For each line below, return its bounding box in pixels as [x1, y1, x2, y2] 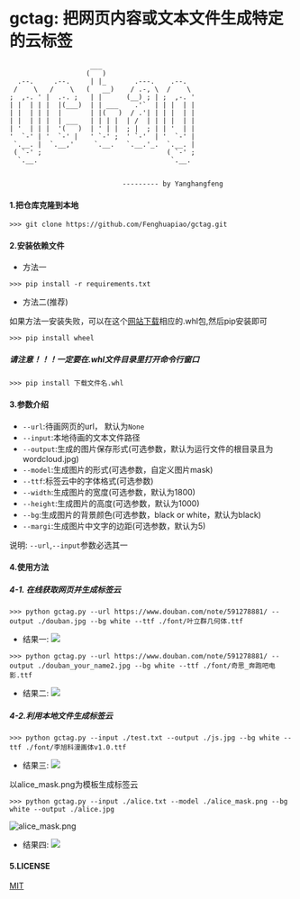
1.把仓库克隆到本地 [9, 199, 79, 210]
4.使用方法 [9, 562, 50, 573]
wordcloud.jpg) [22, 453, 79, 464]
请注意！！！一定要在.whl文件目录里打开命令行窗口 [9, 353, 200, 365]
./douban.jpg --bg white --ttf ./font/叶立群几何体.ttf [37, 617, 243, 626]
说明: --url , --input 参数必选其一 [9, 540, 128, 550]
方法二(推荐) [22, 296, 69, 307]
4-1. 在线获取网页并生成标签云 [9, 584, 122, 595]
